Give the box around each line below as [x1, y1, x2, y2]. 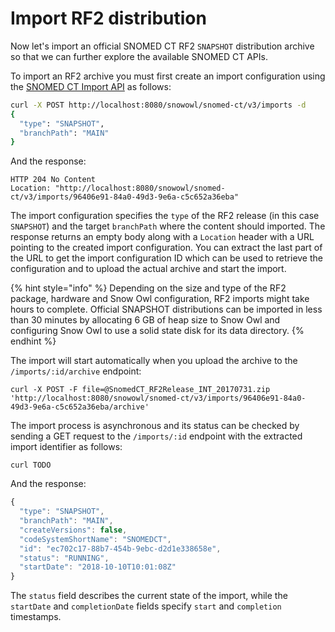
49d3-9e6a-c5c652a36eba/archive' [10, 402, 150, 412]
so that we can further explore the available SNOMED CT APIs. [10, 50, 268, 62]
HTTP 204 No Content [10, 175, 97, 185]
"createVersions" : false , [19, 525, 128, 535]
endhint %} [10, 335, 57, 347]
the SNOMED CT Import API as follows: [10, 80, 172, 92]
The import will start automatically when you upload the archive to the [10, 355, 298, 367]
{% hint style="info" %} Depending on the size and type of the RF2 [10, 282, 287, 294]
